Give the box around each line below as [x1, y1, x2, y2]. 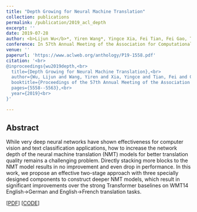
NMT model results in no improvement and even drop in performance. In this [6, 163, 191, 170]
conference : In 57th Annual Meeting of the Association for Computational [6, 42, 193, 48]
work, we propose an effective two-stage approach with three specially [6, 170, 179, 177]
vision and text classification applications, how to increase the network [6, 144, 178, 152]
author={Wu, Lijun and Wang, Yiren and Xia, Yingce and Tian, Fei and [11, 74, 188, 80]
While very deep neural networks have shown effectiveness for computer [6, 139, 184, 146]
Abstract [6, 123, 39, 133]
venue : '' [6, 47, 30, 53]
